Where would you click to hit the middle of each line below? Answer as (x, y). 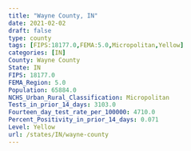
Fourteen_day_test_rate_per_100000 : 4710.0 (82, 113)
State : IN (25, 68)
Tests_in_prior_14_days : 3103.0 (62, 105)
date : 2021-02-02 (37, 23)
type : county (30, 38)
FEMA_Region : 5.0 (37, 82)
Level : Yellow (32, 127)
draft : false (30, 30)
